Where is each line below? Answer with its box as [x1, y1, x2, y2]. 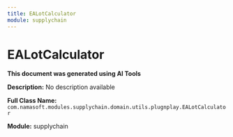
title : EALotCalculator [7, 10, 77, 17]
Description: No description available [7, 83, 115, 91]
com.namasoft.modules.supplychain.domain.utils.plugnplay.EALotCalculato [7, 104, 227, 111]
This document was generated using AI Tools [7, 70, 142, 78]
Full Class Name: [7, 97, 57, 105]
